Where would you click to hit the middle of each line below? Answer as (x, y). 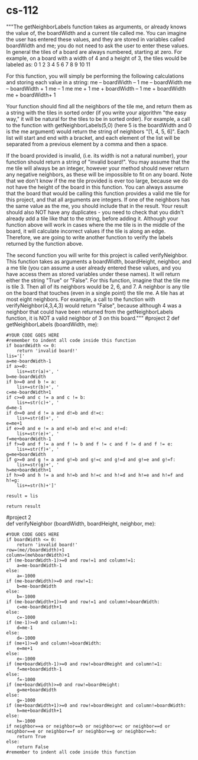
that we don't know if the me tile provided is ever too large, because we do (97, 181)
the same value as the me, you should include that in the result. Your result (97, 206)
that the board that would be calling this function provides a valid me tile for (98, 193)
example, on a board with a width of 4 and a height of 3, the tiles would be (97, 58)
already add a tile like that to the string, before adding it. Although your (92, 218)
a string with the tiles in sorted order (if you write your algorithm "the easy (96, 113)
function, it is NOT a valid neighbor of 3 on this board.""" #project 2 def (93, 318)
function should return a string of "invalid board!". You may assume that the (98, 162)
